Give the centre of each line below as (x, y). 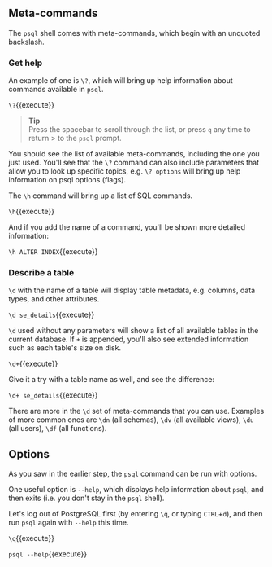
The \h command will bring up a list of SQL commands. (101, 196)
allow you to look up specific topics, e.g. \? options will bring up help (125, 171)
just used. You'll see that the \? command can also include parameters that (134, 163)
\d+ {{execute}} (33, 364)
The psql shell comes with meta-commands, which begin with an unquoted (134, 33)
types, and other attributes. (54, 299)
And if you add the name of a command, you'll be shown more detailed (127, 227)
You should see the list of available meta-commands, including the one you (134, 154)
